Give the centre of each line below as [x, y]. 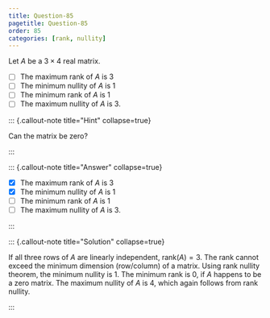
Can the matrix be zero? [48, 136]
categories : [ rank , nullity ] [57, 38]
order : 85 [25, 31]
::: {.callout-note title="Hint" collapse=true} [80, 120]
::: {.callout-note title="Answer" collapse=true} [85, 167]
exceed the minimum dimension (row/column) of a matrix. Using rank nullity [134, 266]
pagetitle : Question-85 [48, 23]
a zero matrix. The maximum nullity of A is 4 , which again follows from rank [133, 283]
